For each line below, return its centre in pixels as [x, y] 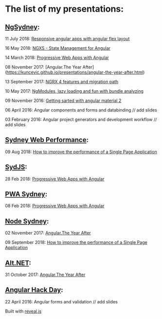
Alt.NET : [18, 263]
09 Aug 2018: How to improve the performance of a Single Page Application [81, 152]
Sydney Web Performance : [47, 140]
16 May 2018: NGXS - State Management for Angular [58, 48]
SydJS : [16, 167]
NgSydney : [22, 27]
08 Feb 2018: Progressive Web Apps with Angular [55, 206]
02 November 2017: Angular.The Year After [48, 233]
